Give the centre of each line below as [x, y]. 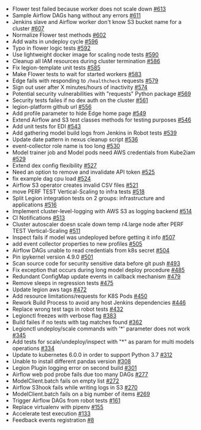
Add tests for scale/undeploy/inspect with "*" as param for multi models [103, 342]
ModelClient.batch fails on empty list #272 [66, 381]
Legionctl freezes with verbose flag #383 [64, 315]
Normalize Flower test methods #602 [59, 35]
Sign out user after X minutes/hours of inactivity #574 [80, 87]
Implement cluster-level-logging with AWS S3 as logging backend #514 [102, 211]
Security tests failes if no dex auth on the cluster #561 [80, 100]
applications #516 [34, 205]
